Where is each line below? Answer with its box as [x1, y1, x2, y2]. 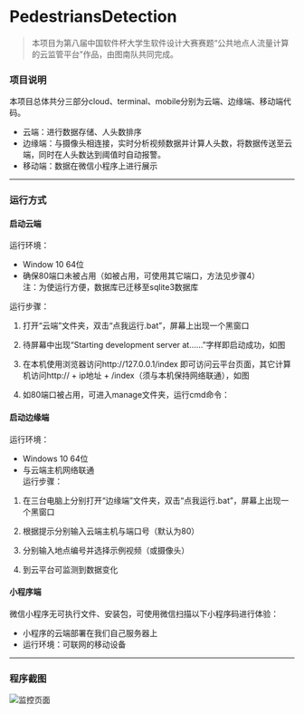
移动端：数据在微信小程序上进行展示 [22, 160, 158, 171]
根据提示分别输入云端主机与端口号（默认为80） [22, 526, 200, 536]
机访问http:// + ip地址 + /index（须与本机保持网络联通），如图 [22, 370, 250, 381]
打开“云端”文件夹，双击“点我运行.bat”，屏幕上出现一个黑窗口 [22, 320, 250, 332]
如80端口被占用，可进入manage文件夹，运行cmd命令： [22, 390, 231, 400]
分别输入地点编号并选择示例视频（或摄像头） [22, 545, 190, 555]
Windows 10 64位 [22, 453, 89, 464]
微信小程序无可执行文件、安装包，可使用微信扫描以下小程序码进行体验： [9, 608, 279, 619]
